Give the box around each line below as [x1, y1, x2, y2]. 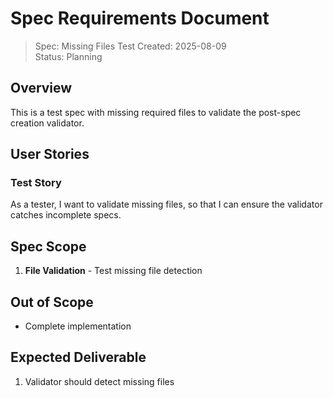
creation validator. [10, 117, 85, 129]
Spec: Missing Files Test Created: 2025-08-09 [34, 40, 227, 52]
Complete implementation [24, 320, 132, 332]
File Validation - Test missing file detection [24, 265, 203, 277]
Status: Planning [34, 50, 103, 62]
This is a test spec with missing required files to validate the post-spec [10, 106, 302, 118]
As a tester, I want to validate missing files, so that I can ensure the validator [10, 198, 323, 211]
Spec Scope [10, 238, 87, 255]
